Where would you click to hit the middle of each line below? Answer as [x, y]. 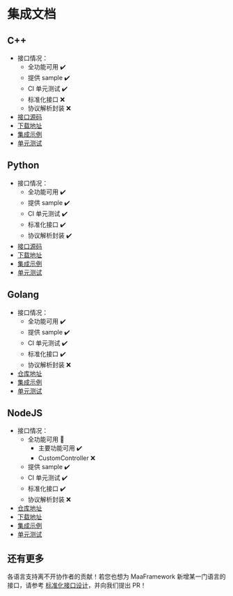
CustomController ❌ [67, 458]
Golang [23, 295]
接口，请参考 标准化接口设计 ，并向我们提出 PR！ [77, 586]
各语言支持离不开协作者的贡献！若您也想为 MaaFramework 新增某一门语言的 [116, 576]
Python [23, 166]
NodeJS [25, 413]
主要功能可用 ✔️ [60, 448]
